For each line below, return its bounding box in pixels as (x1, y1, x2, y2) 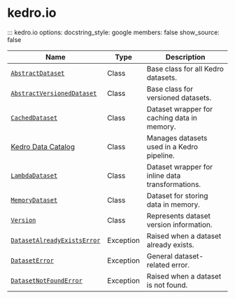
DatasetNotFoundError (10, 277, 83, 284)
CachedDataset (10, 113, 58, 122)
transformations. (146, 179, 201, 189)
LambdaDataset (10, 172, 58, 179)
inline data (146, 170, 181, 180)
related (146, 260, 170, 270)
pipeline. (146, 151, 175, 160)
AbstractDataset (10, 69, 65, 77)
